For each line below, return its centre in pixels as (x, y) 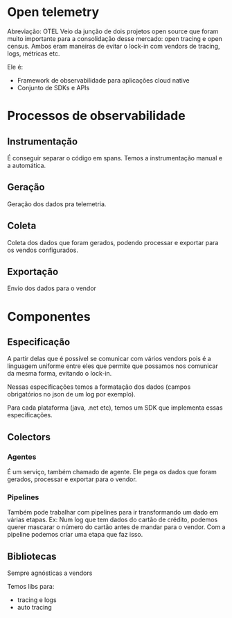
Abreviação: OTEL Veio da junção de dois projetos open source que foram (113, 31)
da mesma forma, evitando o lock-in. (60, 374)
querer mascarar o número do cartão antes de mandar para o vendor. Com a (116, 527)
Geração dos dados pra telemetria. (57, 204)
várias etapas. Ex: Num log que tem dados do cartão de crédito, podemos (113, 520)
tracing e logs (37, 600)
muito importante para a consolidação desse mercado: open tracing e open (115, 38)
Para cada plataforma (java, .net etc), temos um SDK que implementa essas (115, 408)
